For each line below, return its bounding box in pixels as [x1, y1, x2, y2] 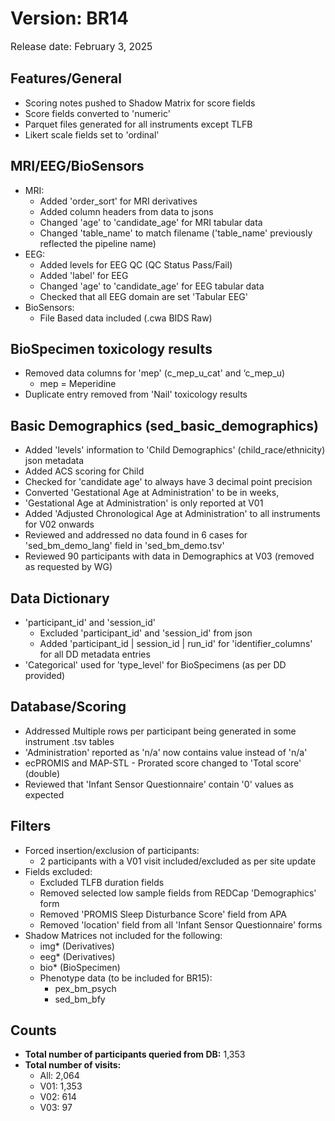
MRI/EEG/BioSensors [10, 158, 145, 175]
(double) [24, 767, 61, 779]
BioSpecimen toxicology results [10, 340, 213, 357]
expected [24, 788, 65, 801]
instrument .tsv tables [24, 735, 115, 747]
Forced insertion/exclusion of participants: [24, 844, 200, 856]
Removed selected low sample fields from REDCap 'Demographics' [39, 887, 317, 899]
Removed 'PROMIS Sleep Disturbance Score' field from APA [39, 908, 287, 920]
